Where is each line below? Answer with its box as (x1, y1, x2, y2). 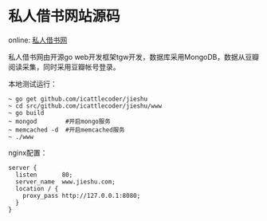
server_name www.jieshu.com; (15, 177, 116, 186)
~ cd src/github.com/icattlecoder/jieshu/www (8, 101, 162, 110)
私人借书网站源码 (8, 7, 121, 26)
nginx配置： (8, 148, 48, 157)
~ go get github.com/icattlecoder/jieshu (8, 95, 148, 103)
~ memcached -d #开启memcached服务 (8, 125, 125, 134)
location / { (15, 184, 59, 192)
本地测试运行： (8, 79, 57, 89)
